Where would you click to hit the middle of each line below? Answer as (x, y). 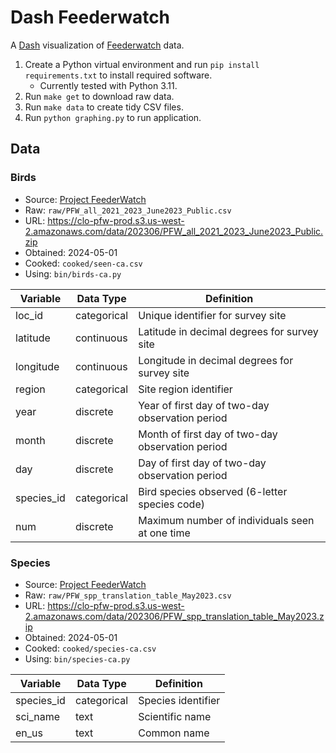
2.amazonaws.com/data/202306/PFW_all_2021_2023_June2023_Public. (174, 231)
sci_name (38, 716)
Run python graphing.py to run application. (113, 117)
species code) (171, 504)
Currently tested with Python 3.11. (108, 85)
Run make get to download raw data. (99, 96)
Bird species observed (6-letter (213, 491)
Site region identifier (185, 389)
